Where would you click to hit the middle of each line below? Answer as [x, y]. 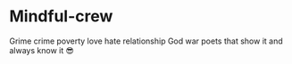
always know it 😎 [42, 50]
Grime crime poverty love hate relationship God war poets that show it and [146, 41]
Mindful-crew [61, 16]
